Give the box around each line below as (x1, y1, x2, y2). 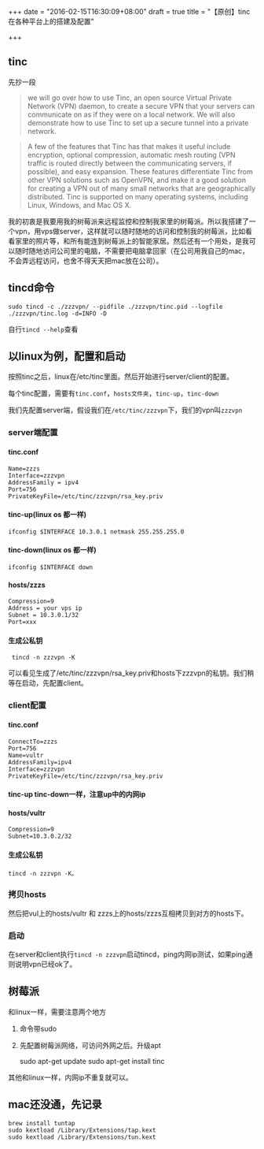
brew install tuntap (8, 1119, 76, 1127)
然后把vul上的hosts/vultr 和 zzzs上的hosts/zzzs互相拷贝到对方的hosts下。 (8, 909, 248, 918)
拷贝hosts (8, 889, 47, 900)
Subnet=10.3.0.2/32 (8, 832, 72, 841)
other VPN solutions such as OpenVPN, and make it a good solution (27, 175, 247, 184)
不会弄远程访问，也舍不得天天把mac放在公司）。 (8, 255, 163, 266)
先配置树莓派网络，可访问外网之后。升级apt (19, 1040, 161, 1050)
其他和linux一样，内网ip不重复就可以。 (8, 1073, 133, 1082)
